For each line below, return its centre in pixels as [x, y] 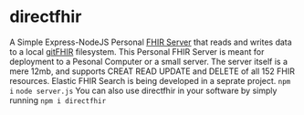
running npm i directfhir [58, 100]
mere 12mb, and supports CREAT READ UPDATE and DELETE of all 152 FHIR [152, 71]
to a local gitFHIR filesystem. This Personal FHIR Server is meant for [137, 51]
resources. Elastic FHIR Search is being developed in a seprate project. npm [150, 80]
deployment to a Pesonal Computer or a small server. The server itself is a [148, 61]
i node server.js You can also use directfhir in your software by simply [143, 90]
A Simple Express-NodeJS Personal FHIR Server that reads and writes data [151, 42]
